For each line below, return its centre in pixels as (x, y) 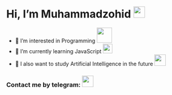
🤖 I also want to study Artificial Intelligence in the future (84, 64)
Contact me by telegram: (44, 85)
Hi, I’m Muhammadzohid (69, 14)
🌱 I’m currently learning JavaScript (58, 51)
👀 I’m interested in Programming (55, 41)
